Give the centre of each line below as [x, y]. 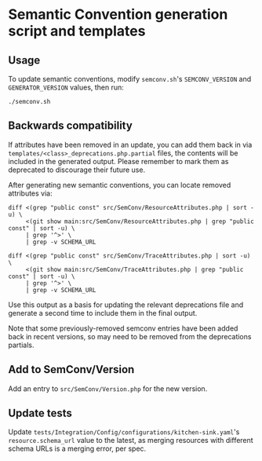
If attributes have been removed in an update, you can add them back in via [130, 145]
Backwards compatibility [71, 126]
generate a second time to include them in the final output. [103, 313]
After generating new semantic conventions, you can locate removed [120, 185]
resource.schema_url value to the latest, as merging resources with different [131, 441]
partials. [21, 345]
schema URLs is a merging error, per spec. [77, 448]
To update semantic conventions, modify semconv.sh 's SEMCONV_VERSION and [130, 79]
